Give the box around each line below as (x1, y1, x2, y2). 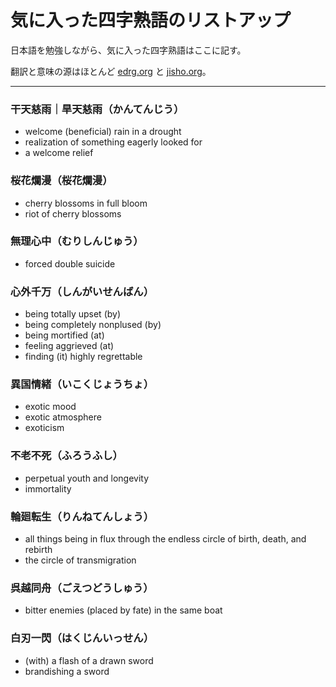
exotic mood (24, 401, 77, 413)
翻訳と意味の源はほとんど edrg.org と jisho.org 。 (10, 65, 212, 77)
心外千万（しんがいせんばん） (10, 284, 155, 298)
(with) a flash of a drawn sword (24, 654, 154, 666)
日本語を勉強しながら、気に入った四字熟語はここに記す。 (10, 44, 247, 56)
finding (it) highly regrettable (24, 351, 143, 363)
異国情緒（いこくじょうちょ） (10, 377, 155, 391)
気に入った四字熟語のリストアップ (10, 9, 292, 32)
